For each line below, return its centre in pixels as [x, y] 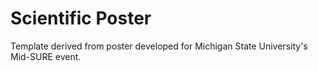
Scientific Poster [81, 18]
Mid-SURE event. [46, 56]
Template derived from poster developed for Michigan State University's [159, 46]
